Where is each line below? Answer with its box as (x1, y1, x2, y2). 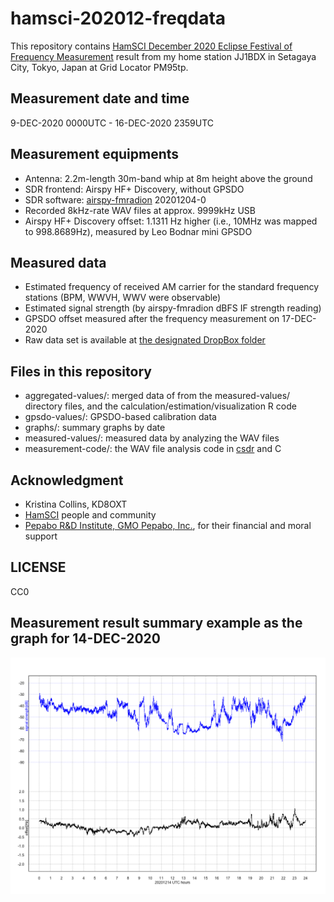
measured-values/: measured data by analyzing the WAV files (24, 432, 280, 444)
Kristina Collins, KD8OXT (24, 498, 128, 510)
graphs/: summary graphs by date (24, 422, 166, 434)
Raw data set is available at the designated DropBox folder (24, 334, 266, 346)
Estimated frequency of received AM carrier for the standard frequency (24, 281, 320, 293)
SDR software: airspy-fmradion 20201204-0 (24, 193, 207, 206)
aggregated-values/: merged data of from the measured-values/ (24, 390, 291, 402)
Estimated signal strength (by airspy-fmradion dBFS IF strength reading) (24, 302, 322, 314)
